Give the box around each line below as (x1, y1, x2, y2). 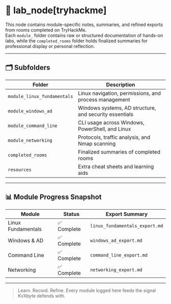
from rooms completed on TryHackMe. (5, 27, 87, 33)
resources (8, 167, 32, 172)
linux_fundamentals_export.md (90, 223, 163, 229)
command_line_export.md (90, 252, 148, 258)
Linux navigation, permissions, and (78, 89, 161, 96)
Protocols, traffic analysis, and (78, 134, 151, 141)
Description (106, 81, 135, 88)
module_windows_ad (8, 108, 52, 114)
